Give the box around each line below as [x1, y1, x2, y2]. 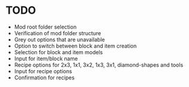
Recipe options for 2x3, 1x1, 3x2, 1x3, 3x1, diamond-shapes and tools [14, 61, 184, 69]
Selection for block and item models [14, 48, 103, 55]
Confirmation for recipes [14, 74, 75, 81]
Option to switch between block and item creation [14, 42, 137, 49]
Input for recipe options [14, 67, 72, 74]
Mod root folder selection [14, 23, 77, 30]
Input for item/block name [14, 55, 78, 62]
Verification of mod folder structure [14, 29, 101, 36]
